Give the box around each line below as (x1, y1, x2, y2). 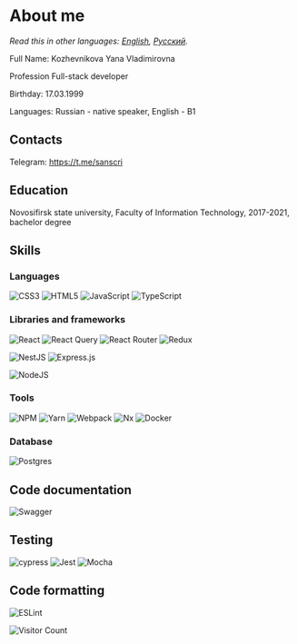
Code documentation (9, 482, 132, 498)
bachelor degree (9, 216, 72, 227)
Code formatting (9, 583, 105, 599)
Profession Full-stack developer (9, 70, 129, 82)
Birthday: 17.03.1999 (9, 88, 84, 99)
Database (9, 435, 53, 448)
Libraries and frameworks (9, 313, 125, 326)
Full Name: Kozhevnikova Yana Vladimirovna (9, 53, 175, 64)
